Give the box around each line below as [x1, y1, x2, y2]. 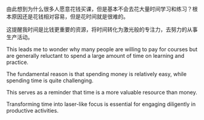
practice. [6, 58, 29, 66]
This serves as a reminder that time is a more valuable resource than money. [6, 89, 197, 96]
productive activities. [6, 107, 59, 114]
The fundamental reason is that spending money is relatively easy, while [6, 71, 187, 77]
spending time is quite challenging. [6, 77, 94, 84]
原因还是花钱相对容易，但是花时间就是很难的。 [11, 13, 129, 20]
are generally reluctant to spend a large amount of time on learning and [6, 52, 185, 59]
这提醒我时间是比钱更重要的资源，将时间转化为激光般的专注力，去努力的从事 [6, 26, 198, 33]
